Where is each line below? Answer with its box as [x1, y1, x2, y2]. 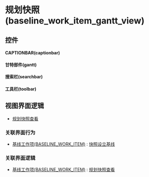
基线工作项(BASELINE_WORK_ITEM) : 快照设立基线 [12, 141, 115, 147]
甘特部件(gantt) [5, 62, 37, 68]
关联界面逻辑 [5, 154, 36, 161]
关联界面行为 [5, 129, 36, 136]
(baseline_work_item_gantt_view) [5, 15, 145, 26]
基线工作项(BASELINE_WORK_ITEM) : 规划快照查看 [12, 167, 115, 173]
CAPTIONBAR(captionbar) [5, 50, 60, 56]
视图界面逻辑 [5, 101, 44, 110]
